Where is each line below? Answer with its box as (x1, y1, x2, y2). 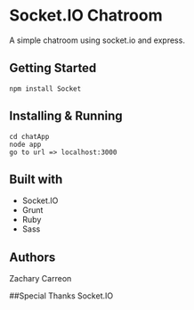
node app (9, 140, 42, 149)
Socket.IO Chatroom (9, 5, 163, 26)
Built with (9, 171, 63, 187)
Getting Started (9, 61, 97, 76)
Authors (9, 249, 56, 265)
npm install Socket (9, 84, 82, 94)
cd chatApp (9, 132, 50, 141)
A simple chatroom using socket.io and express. (9, 35, 185, 45)
